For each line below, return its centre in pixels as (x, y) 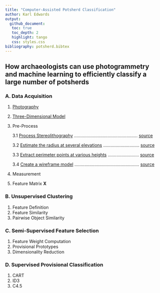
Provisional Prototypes (35, 246)
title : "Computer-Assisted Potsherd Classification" (60, 10)
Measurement (26, 174)
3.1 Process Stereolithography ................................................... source (82, 136)
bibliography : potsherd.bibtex (37, 47)
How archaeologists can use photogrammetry (77, 67)
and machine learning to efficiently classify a (76, 74)
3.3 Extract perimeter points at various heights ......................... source (83, 155)
